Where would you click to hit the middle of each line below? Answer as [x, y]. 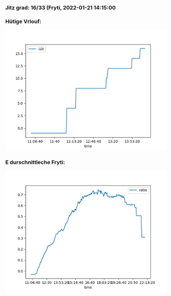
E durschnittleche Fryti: [35, 162]
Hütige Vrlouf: [24, 21]
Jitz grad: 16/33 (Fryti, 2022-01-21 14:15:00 [61, 8]
